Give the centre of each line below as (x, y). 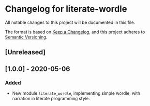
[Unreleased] (25, 52)
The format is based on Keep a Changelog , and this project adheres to (75, 32)
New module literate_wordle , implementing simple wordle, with (76, 93)
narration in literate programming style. (51, 99)
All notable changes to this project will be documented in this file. (70, 22)
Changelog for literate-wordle (66, 9)
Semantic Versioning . (26, 37)
